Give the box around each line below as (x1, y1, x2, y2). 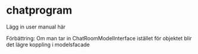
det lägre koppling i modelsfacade (6, 41, 90, 48)
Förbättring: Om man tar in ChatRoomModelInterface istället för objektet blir (6, 34, 192, 42)
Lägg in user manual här (6, 23, 66, 30)
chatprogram (6, 4, 73, 17)
